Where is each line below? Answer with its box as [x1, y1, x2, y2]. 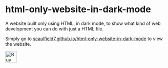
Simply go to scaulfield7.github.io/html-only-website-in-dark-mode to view [5, 36, 163, 42]
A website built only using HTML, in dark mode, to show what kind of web [5, 20, 161, 26]
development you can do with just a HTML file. [5, 25, 104, 31]
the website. [5, 41, 32, 47]
